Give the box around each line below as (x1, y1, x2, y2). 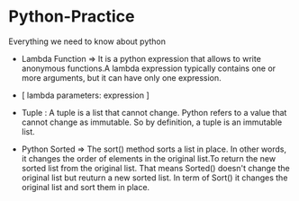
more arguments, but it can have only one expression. (21, 72, 222, 83)
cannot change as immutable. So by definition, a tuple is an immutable (21, 117, 283, 127)
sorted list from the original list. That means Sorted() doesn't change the (21, 162, 290, 173)
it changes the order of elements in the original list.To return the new (21, 153, 276, 163)
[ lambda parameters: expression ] (21, 90, 149, 100)
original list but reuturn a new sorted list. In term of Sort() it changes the (21, 172, 288, 183)
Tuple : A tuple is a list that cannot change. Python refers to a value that (21, 107, 287, 118)
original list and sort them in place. (21, 181, 150, 192)
